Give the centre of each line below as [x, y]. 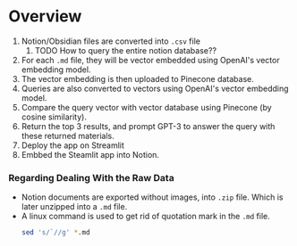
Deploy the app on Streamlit [72, 145]
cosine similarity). [54, 117]
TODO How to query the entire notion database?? [125, 50]
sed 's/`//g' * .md [55, 233]
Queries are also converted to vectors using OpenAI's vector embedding [155, 88]
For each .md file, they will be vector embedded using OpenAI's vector [150, 60]
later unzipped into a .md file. [74, 207]
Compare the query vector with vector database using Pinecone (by [146, 107]
